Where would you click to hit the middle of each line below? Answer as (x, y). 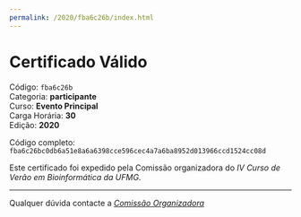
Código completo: (43, 142)
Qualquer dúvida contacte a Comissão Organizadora (107, 203)
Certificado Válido (78, 61)
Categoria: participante (53, 96)
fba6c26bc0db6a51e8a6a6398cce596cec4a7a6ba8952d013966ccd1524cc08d (138, 151)
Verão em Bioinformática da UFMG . (75, 177)
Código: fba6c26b (41, 87)
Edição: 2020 (34, 125)
